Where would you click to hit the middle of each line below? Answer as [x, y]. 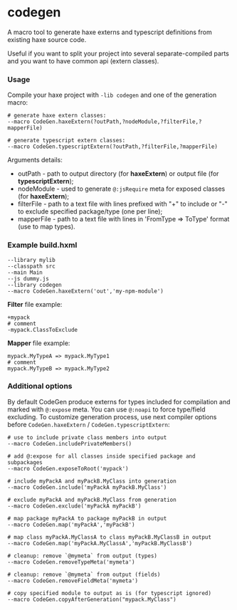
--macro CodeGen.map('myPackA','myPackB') [71, 525]
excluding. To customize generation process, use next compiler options [112, 416]
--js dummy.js [28, 278]
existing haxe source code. [47, 39]
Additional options [40, 386]
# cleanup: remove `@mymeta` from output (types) [83, 556]
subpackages [25, 462]
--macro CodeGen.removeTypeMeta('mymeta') [71, 562]
